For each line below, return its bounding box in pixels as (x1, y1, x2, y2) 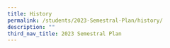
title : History (7, 10, 52, 18)
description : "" (7, 23, 55, 30)
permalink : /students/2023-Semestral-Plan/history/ (7, 17, 163, 24)
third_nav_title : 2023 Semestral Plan (7, 30, 122, 37)
